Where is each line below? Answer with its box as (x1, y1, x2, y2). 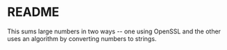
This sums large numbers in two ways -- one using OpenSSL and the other (7, 27, 221, 35)
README (7, 4, 60, 20)
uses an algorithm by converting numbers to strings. (7, 34, 157, 42)
